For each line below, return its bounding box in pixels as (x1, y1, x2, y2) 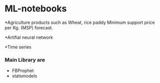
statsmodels (11, 73, 37, 79)
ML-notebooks (4, 3, 67, 14)
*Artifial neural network (4, 34, 53, 40)
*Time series (4, 44, 32, 50)
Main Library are (4, 56, 45, 63)
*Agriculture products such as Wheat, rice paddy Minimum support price (4, 19, 155, 25)
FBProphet (11, 68, 34, 74)
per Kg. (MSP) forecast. (4, 24, 53, 30)
